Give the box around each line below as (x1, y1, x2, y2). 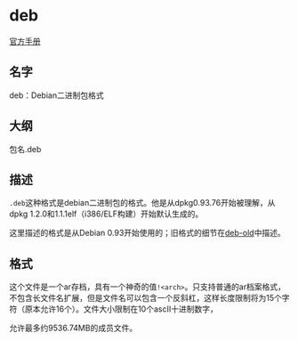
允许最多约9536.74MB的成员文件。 (9, 322, 138, 334)
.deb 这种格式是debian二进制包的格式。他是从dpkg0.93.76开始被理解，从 (9, 198, 276, 208)
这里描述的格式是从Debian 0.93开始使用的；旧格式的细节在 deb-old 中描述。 (9, 228, 286, 239)
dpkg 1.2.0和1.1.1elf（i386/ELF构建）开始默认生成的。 (9, 208, 204, 219)
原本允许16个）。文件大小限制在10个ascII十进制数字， (24, 304, 218, 314)
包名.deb (9, 143, 42, 154)
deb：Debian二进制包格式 (9, 90, 104, 101)
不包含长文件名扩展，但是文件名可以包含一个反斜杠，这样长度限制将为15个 (9, 293, 282, 304)
